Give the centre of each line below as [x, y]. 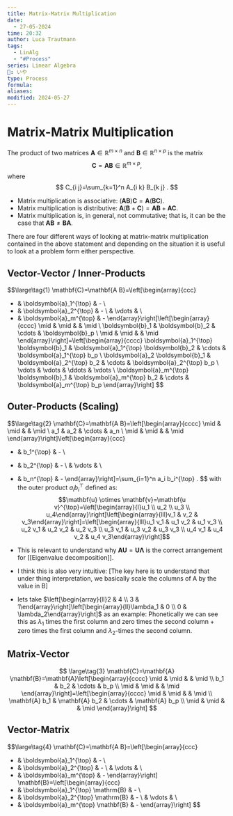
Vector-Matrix [39, 730]
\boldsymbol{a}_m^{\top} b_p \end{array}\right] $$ [90, 385]
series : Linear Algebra [42, 65]
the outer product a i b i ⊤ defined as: [67, 487]
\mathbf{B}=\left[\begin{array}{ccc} [69, 782]
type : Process [28, 78]
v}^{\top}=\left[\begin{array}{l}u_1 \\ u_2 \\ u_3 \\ [122, 507]
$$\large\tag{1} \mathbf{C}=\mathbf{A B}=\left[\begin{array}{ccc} [102, 290]
